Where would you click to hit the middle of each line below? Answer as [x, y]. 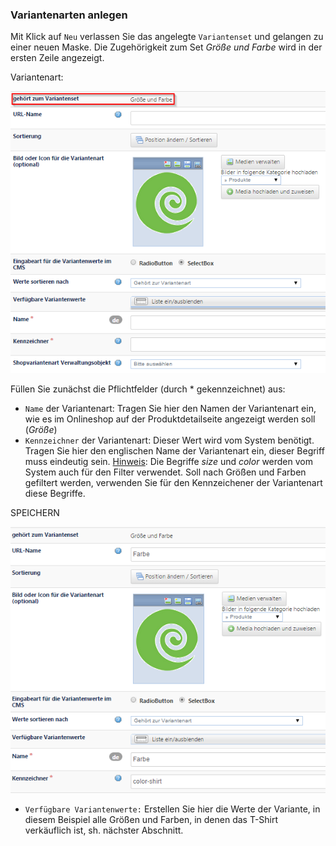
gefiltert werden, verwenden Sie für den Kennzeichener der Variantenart [173, 482]
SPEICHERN [35, 512]
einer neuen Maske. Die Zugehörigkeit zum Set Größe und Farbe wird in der [166, 47]
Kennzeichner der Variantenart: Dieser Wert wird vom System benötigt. [169, 440]
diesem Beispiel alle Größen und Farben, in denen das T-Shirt [151, 820]
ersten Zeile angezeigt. [57, 58]
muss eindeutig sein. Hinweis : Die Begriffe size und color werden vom [168, 461]
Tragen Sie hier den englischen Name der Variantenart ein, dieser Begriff [174, 450]
